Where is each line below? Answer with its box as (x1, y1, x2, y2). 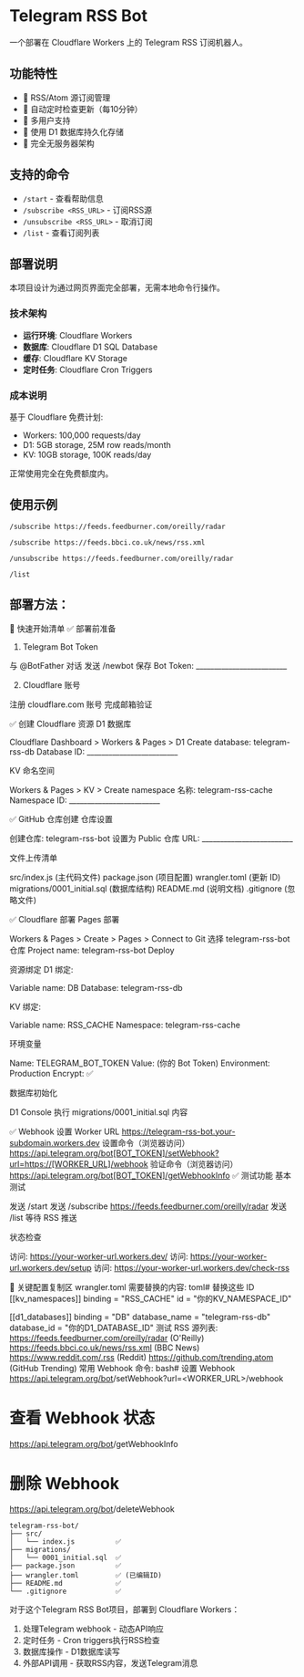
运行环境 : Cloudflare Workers (22, 329, 133, 340)
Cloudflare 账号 (22, 679, 81, 690)
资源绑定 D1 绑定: (9, 963, 74, 974)
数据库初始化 (9, 1087, 57, 1098)
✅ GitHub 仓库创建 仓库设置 (9, 813, 114, 824)
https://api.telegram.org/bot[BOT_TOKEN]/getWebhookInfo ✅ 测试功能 (9, 1170, 274, 1181)
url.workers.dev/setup (9, 1262, 93, 1273)
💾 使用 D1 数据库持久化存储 (22, 126, 125, 137)
